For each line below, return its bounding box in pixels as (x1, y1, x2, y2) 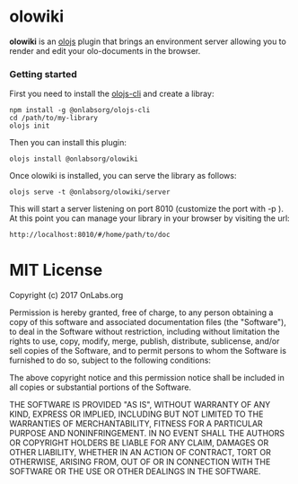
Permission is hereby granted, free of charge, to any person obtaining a (9, 307, 274, 318)
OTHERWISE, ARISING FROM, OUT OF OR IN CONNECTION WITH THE (9, 456, 271, 468)
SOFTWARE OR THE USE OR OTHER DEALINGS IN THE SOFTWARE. (9, 466, 261, 477)
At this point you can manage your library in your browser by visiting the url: (9, 213, 290, 224)
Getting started (9, 67, 78, 80)
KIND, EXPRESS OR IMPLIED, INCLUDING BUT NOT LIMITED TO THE (9, 409, 264, 419)
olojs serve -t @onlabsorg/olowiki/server (9, 188, 171, 197)
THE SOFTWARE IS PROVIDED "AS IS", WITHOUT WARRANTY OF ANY (9, 400, 271, 410)
